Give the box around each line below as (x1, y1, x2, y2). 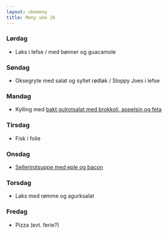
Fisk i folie (15, 134, 41, 142)
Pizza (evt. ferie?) (15, 221, 59, 229)
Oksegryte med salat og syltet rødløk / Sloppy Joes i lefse (15, 77, 160, 85)
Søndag (6, 63, 30, 71)
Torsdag (6, 178, 32, 187)
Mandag (6, 92, 32, 100)
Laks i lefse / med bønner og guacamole (15, 48, 116, 55)
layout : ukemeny (6, 8, 47, 15)
